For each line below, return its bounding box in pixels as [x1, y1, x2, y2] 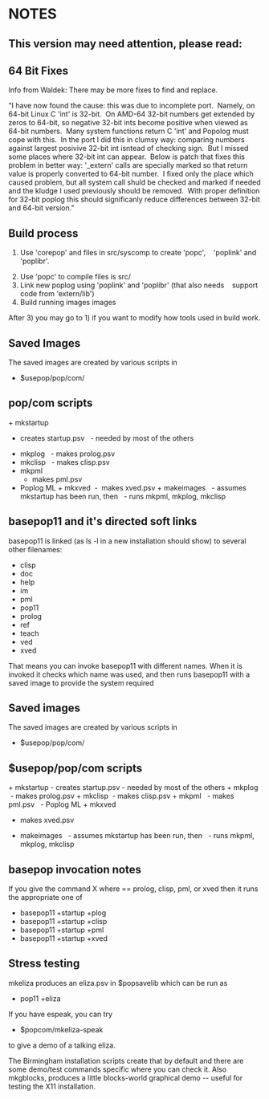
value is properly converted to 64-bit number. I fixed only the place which [8, 169, 255, 179]
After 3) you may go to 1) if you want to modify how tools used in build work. [8, 313, 261, 323]
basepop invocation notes [8, 862, 142, 876]
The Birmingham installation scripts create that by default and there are [8, 1056, 244, 1065]
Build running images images [19, 298, 116, 307]
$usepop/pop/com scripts [8, 761, 143, 775]
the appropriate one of [8, 893, 83, 902]
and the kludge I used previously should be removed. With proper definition [8, 186, 260, 196]
